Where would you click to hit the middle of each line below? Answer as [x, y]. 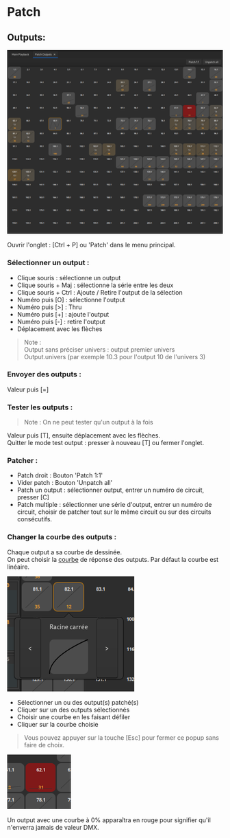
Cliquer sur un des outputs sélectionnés [73, 710]
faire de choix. [44, 745]
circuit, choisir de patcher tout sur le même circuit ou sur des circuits [114, 512]
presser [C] [33, 497]
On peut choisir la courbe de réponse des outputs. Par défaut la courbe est [113, 559]
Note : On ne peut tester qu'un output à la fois [88, 422]
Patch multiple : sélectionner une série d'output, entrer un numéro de [114, 505]
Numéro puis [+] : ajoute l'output [63, 314]
